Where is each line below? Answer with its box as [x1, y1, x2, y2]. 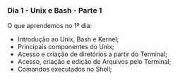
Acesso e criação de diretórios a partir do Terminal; [17, 50, 167, 58]
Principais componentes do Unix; [17, 43, 114, 51]
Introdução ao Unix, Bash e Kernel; [17, 35, 119, 44]
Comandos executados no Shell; [17, 65, 112, 74]
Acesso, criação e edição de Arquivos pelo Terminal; [17, 58, 172, 66]
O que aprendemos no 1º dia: [7, 22, 93, 30]
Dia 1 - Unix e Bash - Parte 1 [7, 6, 102, 15]
